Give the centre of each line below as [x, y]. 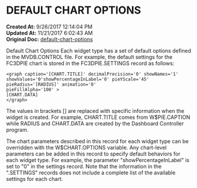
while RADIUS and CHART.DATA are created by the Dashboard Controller [95, 123]
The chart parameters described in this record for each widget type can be [98, 141]
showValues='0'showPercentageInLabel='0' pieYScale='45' [78, 79]
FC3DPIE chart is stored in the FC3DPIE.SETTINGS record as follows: [90, 63]
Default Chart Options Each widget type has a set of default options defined [98, 50]
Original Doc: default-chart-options [50, 39]
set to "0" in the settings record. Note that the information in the [84, 166]
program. [17, 129]
